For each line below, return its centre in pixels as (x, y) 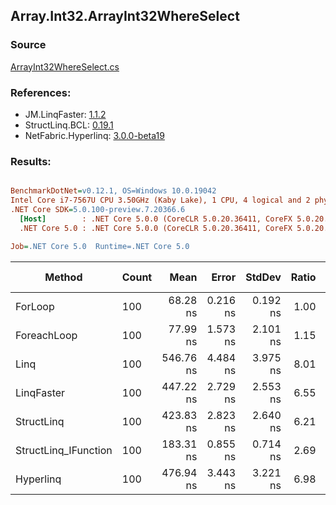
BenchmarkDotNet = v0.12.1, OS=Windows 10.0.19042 (113, 191)
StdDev (263, 277)
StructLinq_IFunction (64, 450)
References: (41, 92)
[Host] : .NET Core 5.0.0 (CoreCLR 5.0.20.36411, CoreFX (156, 219)
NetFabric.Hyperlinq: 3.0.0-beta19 (94, 135)
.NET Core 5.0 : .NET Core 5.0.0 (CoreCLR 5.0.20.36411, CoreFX (156, 228)
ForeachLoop (46, 335)
